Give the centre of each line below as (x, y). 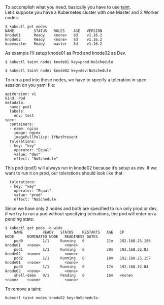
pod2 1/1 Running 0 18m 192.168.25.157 (82, 258)
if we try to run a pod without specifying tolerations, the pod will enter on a (81, 214)
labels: (17, 111)
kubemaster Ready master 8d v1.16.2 (54, 44)
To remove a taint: (23, 289)
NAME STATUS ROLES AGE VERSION (54, 31)
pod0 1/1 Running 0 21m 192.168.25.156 (82, 241)
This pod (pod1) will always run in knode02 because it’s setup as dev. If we (81, 168)
